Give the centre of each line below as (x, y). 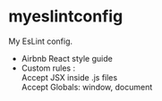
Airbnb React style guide (67, 58)
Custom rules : (48, 68)
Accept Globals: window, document (87, 87)
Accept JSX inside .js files (69, 77)
